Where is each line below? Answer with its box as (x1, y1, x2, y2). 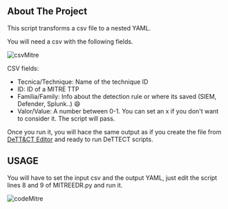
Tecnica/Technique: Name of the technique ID (17, 78, 149, 86)
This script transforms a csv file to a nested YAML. (7, 24, 151, 32)
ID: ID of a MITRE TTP (17, 84, 79, 93)
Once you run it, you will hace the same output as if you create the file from (7, 127, 222, 136)
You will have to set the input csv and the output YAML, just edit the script (7, 173, 218, 182)
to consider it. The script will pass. (17, 114, 115, 122)
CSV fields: (7, 64, 39, 72)
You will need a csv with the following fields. (7, 37, 133, 46)
